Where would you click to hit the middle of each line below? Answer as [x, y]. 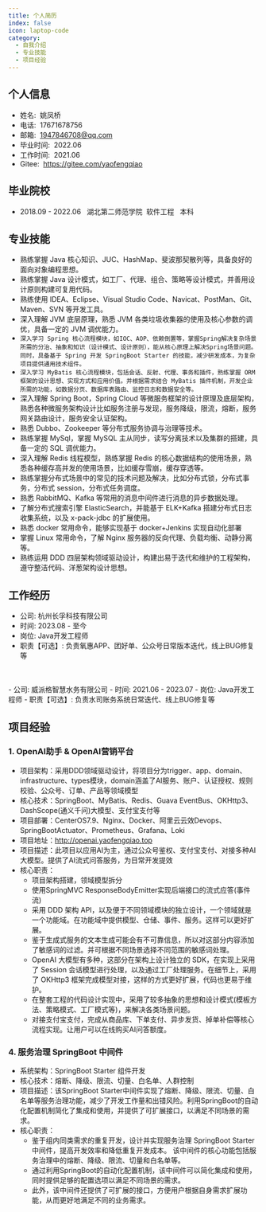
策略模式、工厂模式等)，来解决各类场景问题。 [120, 1009]
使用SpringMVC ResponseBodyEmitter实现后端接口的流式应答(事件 [141, 889]
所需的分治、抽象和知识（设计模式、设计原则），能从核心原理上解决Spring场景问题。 [138, 347]
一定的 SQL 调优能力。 [64, 448]
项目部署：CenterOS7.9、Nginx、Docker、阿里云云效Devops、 [123, 820]
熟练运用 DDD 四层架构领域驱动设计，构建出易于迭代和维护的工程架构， [137, 557]
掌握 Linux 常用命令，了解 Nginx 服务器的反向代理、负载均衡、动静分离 [136, 538]
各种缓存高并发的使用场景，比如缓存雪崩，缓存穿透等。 [117, 468]
